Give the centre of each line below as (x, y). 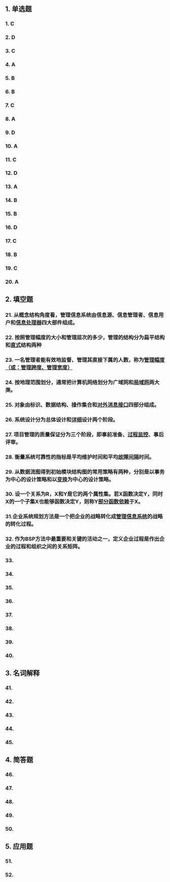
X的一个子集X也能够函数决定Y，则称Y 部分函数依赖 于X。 (74, 501)
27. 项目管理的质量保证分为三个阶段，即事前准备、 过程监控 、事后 (85, 434)
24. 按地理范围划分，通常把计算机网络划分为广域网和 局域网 (77, 382)
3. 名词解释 (23, 673)
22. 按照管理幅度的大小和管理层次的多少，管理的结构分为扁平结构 (85, 338)
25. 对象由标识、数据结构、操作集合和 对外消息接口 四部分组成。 (82, 405)
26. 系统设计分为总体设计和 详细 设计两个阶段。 (62, 419)
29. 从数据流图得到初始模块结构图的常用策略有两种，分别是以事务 (85, 472)
